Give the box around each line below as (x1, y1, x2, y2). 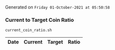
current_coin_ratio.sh (5, 28, 52, 33)
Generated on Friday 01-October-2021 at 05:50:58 (5, 4, 110, 10)
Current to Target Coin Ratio (5, 16, 74, 23)
